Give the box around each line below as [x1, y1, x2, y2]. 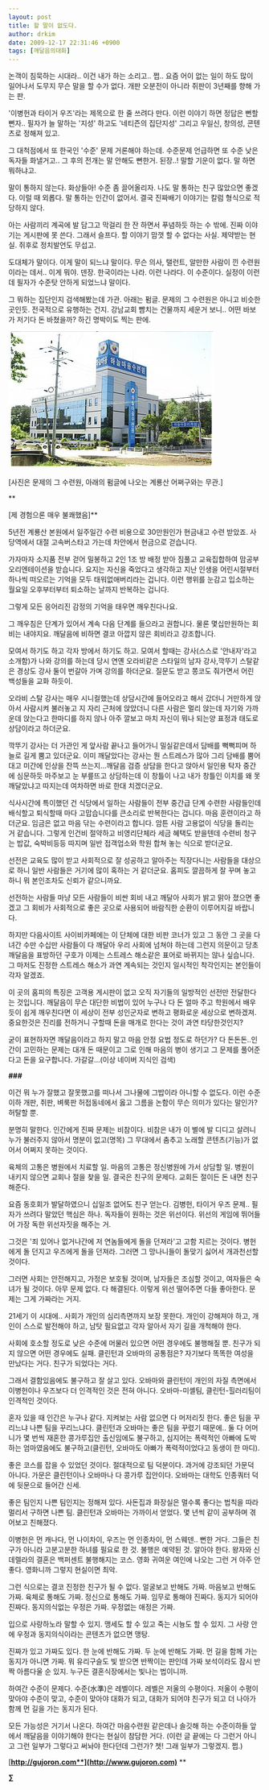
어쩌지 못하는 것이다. [22, 1145, 88, 1155]
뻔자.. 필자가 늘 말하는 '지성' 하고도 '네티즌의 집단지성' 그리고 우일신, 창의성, [8, 118, 246, 128]
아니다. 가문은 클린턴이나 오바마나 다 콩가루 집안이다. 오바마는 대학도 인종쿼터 [8, 1470, 251, 1480]
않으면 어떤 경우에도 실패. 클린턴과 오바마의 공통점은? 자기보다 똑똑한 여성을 [16, 1349, 255, 1358]
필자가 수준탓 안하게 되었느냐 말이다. [16, 278, 131, 288]
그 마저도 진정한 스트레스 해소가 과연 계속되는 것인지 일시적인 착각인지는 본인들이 [8, 960, 262, 970]
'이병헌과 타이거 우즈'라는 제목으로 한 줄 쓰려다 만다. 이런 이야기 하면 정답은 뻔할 [8, 109, 259, 118]
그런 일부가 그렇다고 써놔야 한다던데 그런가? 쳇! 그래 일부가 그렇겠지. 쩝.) [16, 1741, 243, 1751]
